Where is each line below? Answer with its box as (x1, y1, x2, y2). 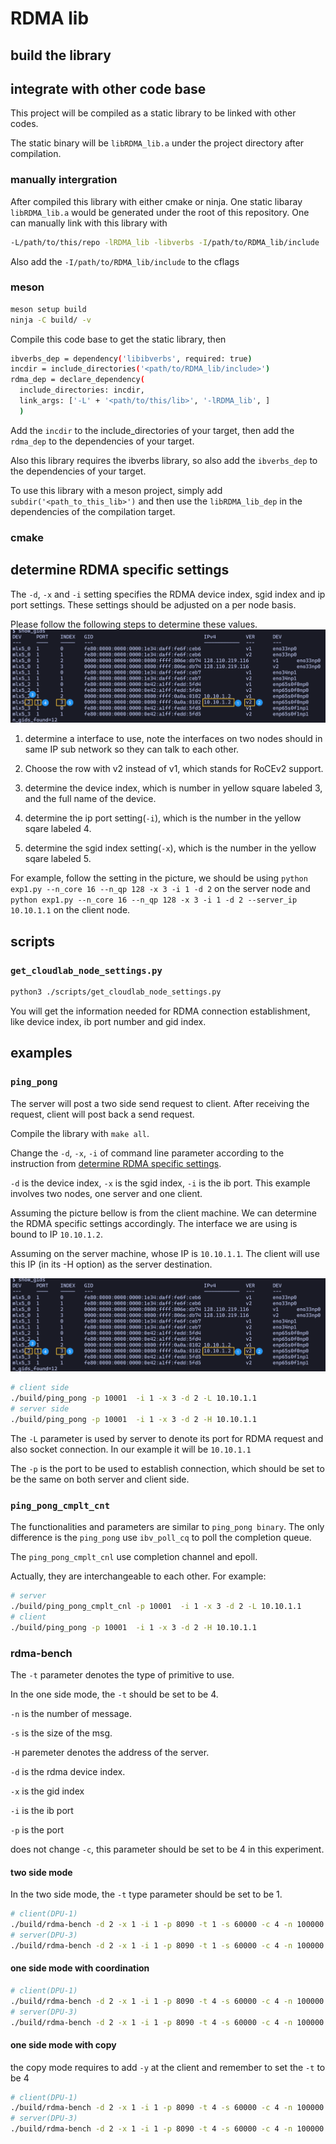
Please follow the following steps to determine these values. (10, 618, 258, 630)
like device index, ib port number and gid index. (10, 1015, 207, 1027)
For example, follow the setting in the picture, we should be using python (10, 872, 308, 884)
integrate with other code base (10, 80, 207, 97)
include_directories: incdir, (19, 385, 145, 396)
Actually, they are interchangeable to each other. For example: (10, 1570, 267, 1582)
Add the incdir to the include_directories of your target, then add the (10, 424, 295, 436)
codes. (10, 118, 39, 130)
